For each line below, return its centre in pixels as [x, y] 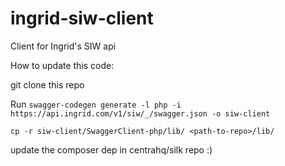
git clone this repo [47, 84]
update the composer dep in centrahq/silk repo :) [111, 149]
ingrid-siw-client [82, 18]
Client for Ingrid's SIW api [63, 46]
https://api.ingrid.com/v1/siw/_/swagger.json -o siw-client [140, 113]
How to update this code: [62, 65]
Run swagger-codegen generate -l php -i [96, 104]
